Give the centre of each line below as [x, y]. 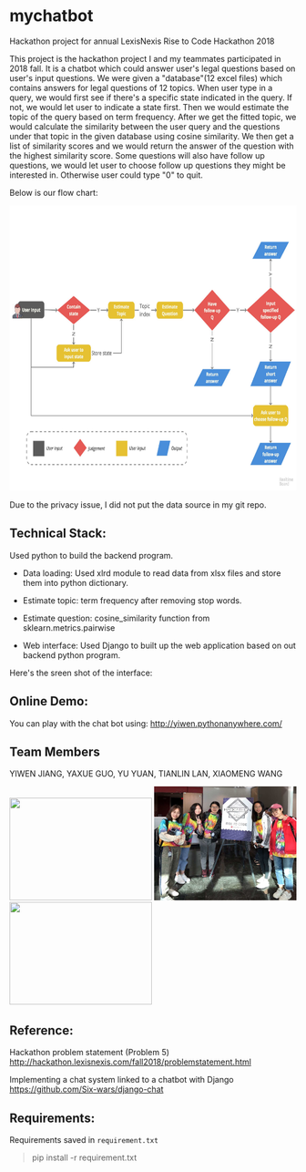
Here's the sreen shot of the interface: [81, 673]
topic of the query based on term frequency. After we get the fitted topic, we [153, 117]
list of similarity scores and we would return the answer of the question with [152, 146]
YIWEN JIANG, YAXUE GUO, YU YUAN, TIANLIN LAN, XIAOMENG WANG [146, 774]
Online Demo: [49, 701]
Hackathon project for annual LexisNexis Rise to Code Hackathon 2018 [142, 41]
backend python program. [71, 655]
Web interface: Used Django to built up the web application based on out [159, 645]
